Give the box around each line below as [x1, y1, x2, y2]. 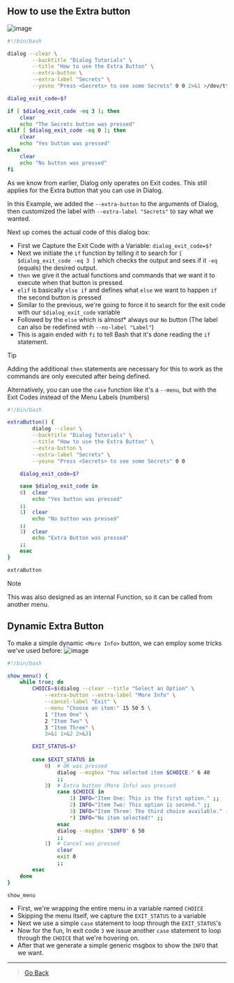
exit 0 [56, 853, 77, 860]
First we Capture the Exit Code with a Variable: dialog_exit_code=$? [17, 241, 212, 249]
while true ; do [19, 679, 64, 686]
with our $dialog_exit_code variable [17, 308, 120, 316]
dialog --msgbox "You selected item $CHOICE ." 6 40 [56, 769, 210, 776]
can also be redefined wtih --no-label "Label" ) [17, 323, 155, 331]
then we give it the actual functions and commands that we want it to [17, 271, 215, 279]
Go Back [24, 968, 49, 977]
